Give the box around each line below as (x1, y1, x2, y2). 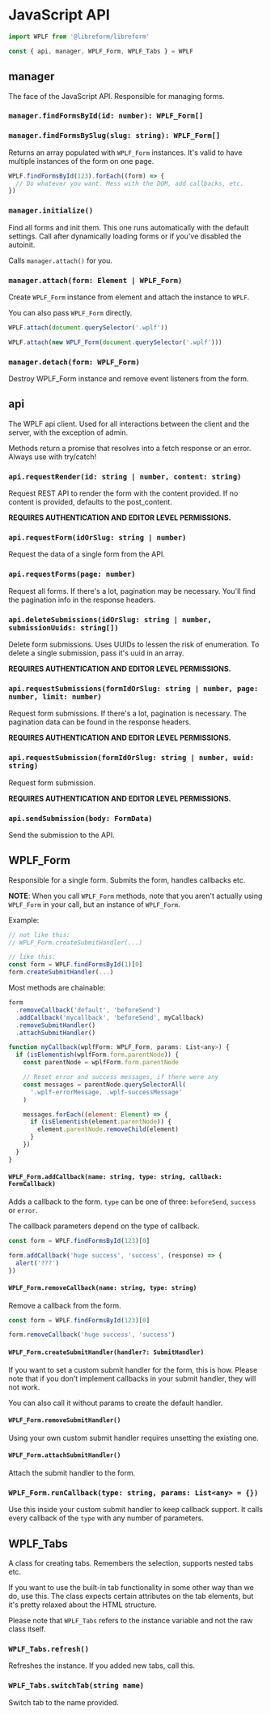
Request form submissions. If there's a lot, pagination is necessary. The (8, 708, 247, 719)
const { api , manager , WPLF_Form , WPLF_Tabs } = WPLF (8, 47, 194, 55)
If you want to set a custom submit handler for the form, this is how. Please (8, 1365, 258, 1374)
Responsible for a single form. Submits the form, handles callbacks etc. (8, 875, 246, 885)
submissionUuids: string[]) (8, 623, 119, 632)
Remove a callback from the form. (8, 1300, 121, 1310)
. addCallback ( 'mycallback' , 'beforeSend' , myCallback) (15, 1013, 205, 1021)
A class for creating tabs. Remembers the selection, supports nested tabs (8, 1558, 253, 1568)
